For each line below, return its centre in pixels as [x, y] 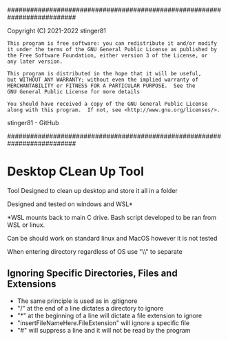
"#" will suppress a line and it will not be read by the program [104, 330]
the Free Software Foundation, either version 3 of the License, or [107, 55]
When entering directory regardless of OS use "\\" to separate [95, 251]
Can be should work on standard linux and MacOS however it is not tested [112, 238]
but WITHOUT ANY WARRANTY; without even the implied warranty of [103, 80]
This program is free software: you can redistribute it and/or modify [112, 44]
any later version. [35, 62]
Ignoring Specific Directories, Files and [92, 274]
